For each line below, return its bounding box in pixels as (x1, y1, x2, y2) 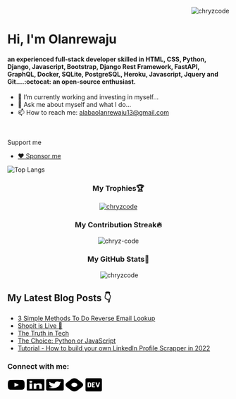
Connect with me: (7, 362, 70, 372)
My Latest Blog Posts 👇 (7, 292, 111, 304)
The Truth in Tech (17, 329, 69, 338)
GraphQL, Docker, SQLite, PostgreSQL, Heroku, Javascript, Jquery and (7, 70, 218, 78)
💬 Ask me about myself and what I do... (17, 101, 132, 109)
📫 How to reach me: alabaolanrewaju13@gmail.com (17, 108, 169, 117)
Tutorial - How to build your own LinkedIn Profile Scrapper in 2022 (17, 344, 211, 353)
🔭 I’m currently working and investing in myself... (17, 93, 159, 101)
